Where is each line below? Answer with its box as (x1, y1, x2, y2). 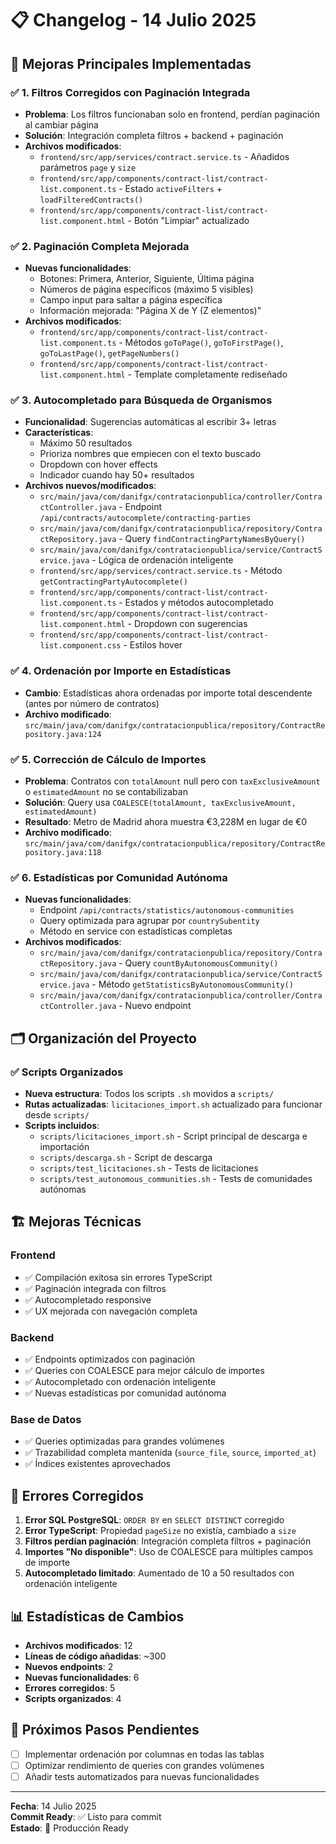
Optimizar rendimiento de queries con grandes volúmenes (24, 1759, 265, 1771)
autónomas (39, 1183, 87, 1196)
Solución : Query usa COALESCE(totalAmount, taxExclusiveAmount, (24, 797, 297, 809)
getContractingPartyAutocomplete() (39, 577, 188, 587)
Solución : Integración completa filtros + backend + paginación (24, 129, 284, 141)
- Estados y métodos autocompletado (118, 597, 274, 609)
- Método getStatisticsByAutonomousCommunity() (91, 978, 294, 991)
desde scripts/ (24, 1109, 90, 1121)
